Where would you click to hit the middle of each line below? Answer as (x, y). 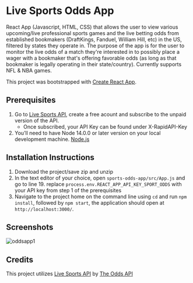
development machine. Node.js (52, 139)
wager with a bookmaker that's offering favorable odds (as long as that (91, 58)
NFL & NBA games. (29, 70)
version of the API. (37, 120)
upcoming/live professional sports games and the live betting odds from (92, 33)
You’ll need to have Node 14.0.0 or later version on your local (87, 133)
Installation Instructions (50, 158)
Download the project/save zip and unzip (64, 171)
